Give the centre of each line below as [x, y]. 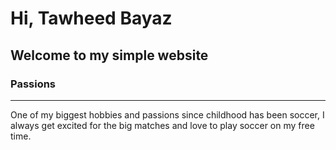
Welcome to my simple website [109, 55]
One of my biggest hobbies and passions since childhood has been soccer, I [167, 114]
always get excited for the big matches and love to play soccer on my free [162, 125]
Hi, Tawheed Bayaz [91, 18]
